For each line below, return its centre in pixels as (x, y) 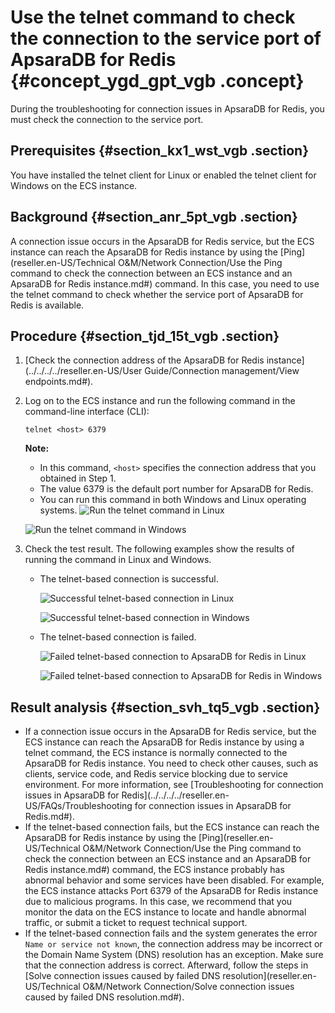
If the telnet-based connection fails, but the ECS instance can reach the (172, 827)
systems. (58, 510)
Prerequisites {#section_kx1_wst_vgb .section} (159, 151)
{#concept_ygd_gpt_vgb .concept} (157, 81)
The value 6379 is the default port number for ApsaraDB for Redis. (176, 489)
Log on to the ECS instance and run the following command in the (160, 401)
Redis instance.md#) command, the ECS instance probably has (154, 870)
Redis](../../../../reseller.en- (175, 795)
